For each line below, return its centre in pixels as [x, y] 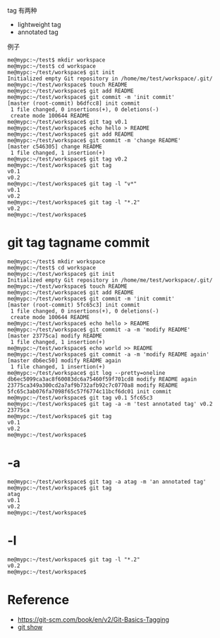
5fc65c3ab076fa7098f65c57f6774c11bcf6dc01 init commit [90, 391]
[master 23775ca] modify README [55, 336]
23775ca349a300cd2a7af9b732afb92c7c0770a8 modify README [93, 385]
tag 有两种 [22, 10]
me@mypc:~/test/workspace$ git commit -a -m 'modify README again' [109, 354]
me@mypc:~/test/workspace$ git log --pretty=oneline [86, 373]
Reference [38, 600]
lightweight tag [39, 24]
